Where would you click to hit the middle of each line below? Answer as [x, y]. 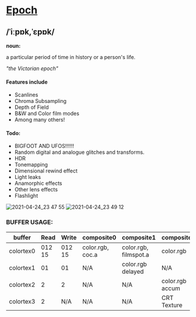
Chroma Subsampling [41, 101]
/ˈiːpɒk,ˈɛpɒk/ [30, 32]
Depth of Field [32, 107]
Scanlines [26, 95]
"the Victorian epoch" [32, 68]
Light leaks [28, 177]
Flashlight [26, 196]
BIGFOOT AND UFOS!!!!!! [44, 146]
